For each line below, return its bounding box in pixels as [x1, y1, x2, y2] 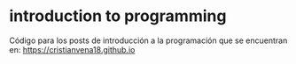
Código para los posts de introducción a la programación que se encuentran [9, 35, 288, 46]
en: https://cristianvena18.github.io [9, 44, 136, 54]
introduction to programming [9, 6, 227, 26]
